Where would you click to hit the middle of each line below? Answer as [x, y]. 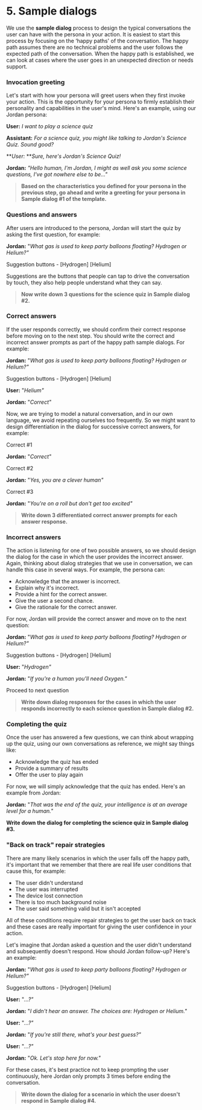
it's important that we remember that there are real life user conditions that [99, 864]
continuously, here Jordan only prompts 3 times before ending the [88, 1076]
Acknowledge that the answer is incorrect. [68, 582]
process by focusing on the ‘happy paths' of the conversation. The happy [97, 41]
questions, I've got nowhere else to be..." [57, 174]
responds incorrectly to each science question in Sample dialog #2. [107, 709]
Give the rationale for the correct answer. [66, 607]
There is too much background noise [61, 902]
